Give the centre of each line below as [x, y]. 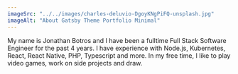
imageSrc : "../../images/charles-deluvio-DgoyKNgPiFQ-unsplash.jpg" [111, 14]
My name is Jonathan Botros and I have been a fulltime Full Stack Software [117, 40]
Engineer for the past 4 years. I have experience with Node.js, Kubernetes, [117, 48]
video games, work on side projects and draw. [75, 63]
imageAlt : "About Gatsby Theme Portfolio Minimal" [84, 20]
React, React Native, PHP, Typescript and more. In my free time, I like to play [119, 55]
